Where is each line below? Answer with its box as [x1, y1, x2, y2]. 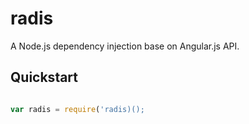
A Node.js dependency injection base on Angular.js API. [10, 40, 240, 52]
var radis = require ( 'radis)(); [10, 104, 145, 114]
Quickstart [10, 69, 79, 86]
